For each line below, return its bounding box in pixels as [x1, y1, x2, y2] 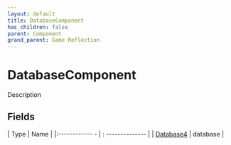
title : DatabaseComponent [7, 17, 84, 24]
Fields [7, 111, 36, 123]
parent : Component [7, 30, 62, 37]
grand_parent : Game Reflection [7, 37, 100, 44]
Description [7, 91, 41, 99]
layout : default [7, 10, 55, 18]
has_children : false [7, 23, 69, 30]
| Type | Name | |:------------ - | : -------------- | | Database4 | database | [7, 129, 225, 138]
